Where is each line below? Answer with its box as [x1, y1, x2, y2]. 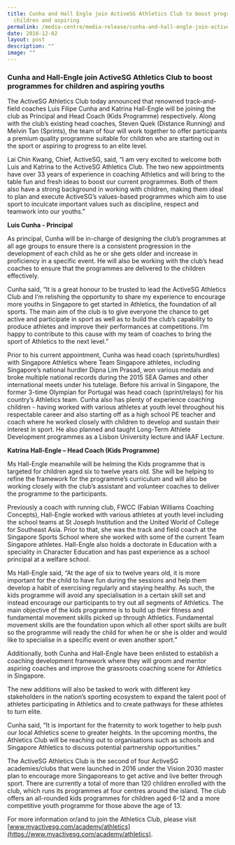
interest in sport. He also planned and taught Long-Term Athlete [7, 425, 191, 434]
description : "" [7, 43, 55, 50]
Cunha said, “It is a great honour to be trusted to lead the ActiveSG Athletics [7, 285, 227, 294]
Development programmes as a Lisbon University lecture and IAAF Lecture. [7, 433, 225, 441]
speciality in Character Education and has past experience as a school [7, 547, 210, 557]
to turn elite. [7, 708, 42, 716]
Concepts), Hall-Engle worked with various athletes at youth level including [7, 510, 224, 519]
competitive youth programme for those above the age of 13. [7, 802, 182, 810]
